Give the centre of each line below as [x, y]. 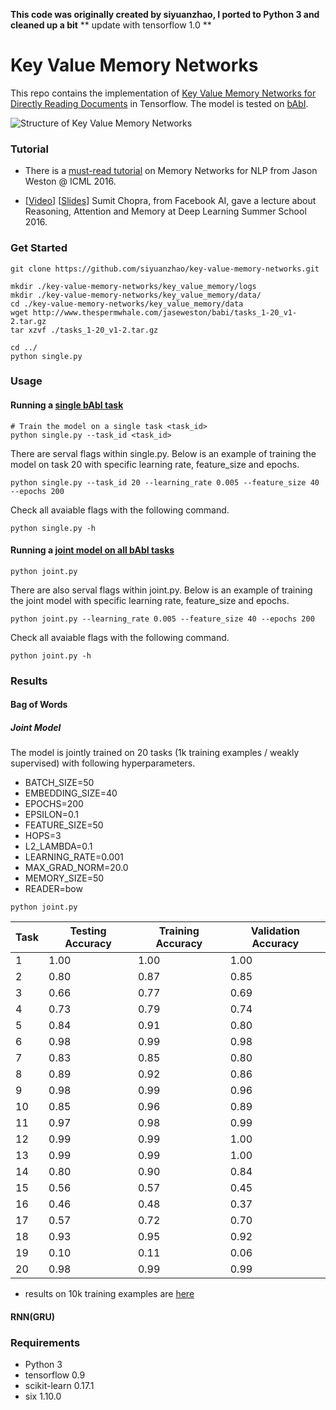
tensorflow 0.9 [55, 1375]
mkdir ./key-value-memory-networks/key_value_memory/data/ [136, 295]
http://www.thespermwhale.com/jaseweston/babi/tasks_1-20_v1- [165, 312]
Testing [88, 931]
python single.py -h [53, 528]
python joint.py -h [51, 655]
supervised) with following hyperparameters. [103, 763]
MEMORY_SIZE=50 [64, 878]
